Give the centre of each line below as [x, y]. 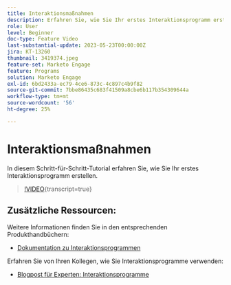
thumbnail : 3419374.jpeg [43, 58]
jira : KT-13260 [29, 52]
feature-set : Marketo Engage [49, 65]
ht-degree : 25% [29, 109]
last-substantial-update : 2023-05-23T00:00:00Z [77, 45]
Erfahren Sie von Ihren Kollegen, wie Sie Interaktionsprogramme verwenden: [115, 261]
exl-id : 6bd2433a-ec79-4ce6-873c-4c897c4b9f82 [75, 84]
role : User [23, 26]
